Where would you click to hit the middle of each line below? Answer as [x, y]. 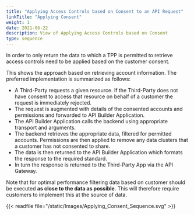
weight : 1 [18, 22]
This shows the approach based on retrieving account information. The [91, 73]
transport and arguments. [45, 127]
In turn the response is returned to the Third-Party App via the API [94, 165]
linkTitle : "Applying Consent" [44, 17]
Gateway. [26, 171]
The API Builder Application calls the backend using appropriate [91, 121]
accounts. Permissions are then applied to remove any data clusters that [101, 140]
